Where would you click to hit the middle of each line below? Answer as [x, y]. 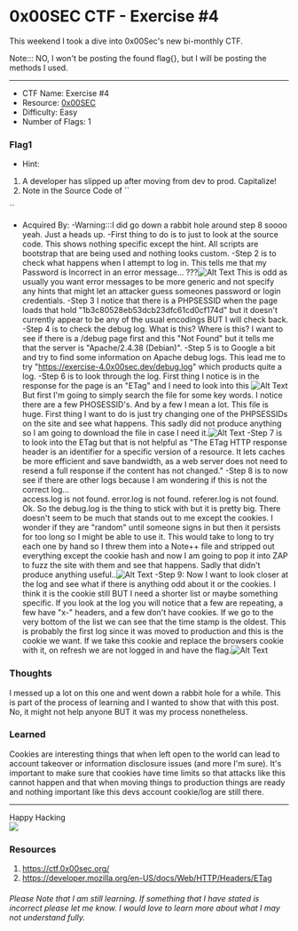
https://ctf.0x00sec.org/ [66, 869]
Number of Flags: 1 [56, 121]
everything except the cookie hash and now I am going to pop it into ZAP [155, 556]
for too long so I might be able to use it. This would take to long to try [148, 537]
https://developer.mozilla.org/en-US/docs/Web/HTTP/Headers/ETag [147, 879]
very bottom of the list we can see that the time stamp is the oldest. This [154, 622]
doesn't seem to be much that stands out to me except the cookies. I [147, 518]
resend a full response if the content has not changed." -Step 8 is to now [155, 471]
